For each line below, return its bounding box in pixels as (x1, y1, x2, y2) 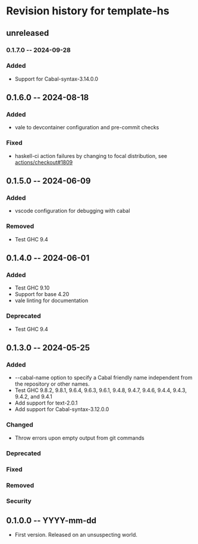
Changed (6, 421, 34, 429)
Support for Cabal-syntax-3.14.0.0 (14, 75, 99, 82)
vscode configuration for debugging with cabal (14, 207, 130, 215)
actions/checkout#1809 (14, 158, 73, 166)
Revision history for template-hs (6, 4, 169, 18)
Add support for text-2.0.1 (14, 399, 78, 406)
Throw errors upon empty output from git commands (14, 434, 144, 442)
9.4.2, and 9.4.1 (14, 393, 52, 400)
